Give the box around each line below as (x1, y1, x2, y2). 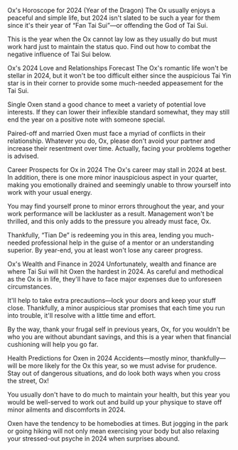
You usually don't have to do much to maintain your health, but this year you (7, 390, 230, 399)
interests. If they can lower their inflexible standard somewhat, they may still (7, 108, 229, 116)
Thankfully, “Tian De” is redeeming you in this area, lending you (7, 231, 193, 239)
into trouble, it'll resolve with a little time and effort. (7, 311, 156, 319)
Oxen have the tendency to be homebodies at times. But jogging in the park (7, 419, 229, 427)
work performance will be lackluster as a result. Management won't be (7, 210, 215, 218)
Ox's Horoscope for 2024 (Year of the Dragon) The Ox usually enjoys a (7, 6, 215, 14)
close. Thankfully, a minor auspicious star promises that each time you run (7, 304, 225, 312)
